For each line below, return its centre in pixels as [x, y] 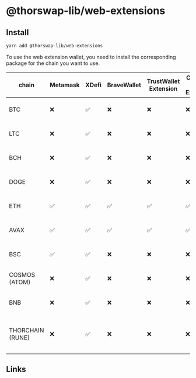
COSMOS [22, 274]
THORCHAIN [27, 330]
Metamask [64, 85]
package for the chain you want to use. [53, 63]
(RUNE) [20, 338]
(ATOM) [20, 282]
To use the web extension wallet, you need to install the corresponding [91, 57]
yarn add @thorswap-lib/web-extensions [55, 46]
